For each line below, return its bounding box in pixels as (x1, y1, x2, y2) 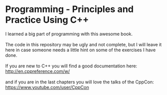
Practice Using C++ (5, 14, 89, 26)
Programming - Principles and (5, 4, 134, 15)
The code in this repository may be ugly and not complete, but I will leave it (5, 41, 162, 47)
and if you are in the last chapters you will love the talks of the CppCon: (5, 79, 154, 85)
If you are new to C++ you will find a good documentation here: (5, 63, 138, 69)
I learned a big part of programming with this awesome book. (5, 31, 133, 37)
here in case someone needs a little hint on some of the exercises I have (5, 47, 156, 53)
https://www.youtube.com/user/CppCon (5, 84, 90, 90)
